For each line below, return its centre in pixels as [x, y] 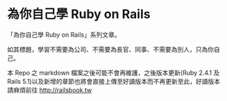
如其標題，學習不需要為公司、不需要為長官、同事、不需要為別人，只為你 [110, 49]
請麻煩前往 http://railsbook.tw [50, 90]
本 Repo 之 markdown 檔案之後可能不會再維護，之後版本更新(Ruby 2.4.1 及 [113, 73]
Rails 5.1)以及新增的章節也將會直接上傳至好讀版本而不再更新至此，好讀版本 [114, 81]
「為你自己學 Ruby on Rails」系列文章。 [64, 35]
